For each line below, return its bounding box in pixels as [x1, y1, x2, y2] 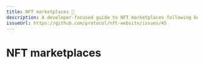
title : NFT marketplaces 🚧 [6, 8, 75, 15]
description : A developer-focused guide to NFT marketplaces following [6, 14, 191, 20]
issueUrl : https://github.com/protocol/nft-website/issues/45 [6, 20, 167, 26]
